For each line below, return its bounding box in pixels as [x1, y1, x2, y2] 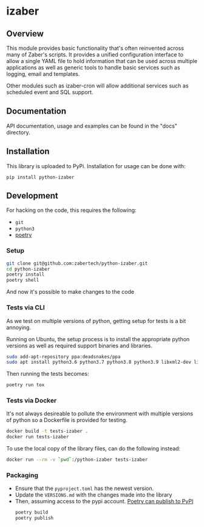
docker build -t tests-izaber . [6, 428, 88, 435]
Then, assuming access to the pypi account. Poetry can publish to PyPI [15, 498, 194, 505]
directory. [6, 129, 30, 136]
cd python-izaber [6, 266, 50, 272]
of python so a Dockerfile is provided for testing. [6, 416, 127, 424]
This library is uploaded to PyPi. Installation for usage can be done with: [6, 162, 186, 169]
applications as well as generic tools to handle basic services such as [6, 64, 180, 71]
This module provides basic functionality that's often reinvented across [6, 44, 184, 52]
